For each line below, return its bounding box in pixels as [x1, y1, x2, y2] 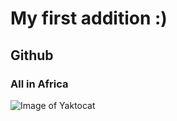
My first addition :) [10, 7, 168, 30]
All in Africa [10, 77, 69, 91]
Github [10, 47, 54, 64]
